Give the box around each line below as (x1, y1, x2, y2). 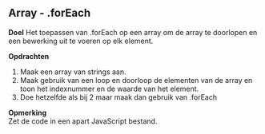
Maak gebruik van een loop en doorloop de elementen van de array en (19, 75, 253, 85)
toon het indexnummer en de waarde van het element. (19, 84, 199, 93)
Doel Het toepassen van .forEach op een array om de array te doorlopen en (8, 27, 258, 37)
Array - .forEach (8, 6, 90, 20)
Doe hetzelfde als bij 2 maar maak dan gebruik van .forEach (19, 92, 218, 102)
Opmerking (8, 108, 47, 117)
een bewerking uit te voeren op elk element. (8, 36, 154, 45)
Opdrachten (8, 51, 50, 61)
